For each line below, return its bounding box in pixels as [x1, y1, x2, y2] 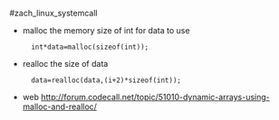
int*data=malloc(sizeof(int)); [31, 42, 149, 51]
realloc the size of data [22, 59, 109, 69]
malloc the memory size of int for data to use [22, 25, 190, 35]
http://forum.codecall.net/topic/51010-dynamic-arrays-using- [40, 92, 270, 102]
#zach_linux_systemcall [9, 8, 98, 18]
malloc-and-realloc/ [22, 101, 98, 112]
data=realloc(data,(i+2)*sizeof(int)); [31, 76, 181, 85]
